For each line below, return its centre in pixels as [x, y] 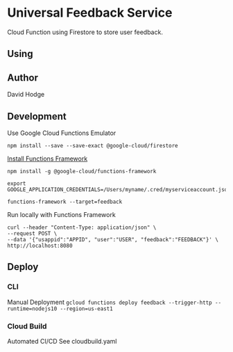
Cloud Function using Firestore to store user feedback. [85, 32]
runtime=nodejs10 [32, 309]
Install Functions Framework [48, 159]
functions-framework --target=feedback [65, 202]
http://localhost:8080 [40, 246]
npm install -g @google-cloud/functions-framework [82, 171]
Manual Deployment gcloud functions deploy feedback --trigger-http [110, 302]
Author [23, 78]
